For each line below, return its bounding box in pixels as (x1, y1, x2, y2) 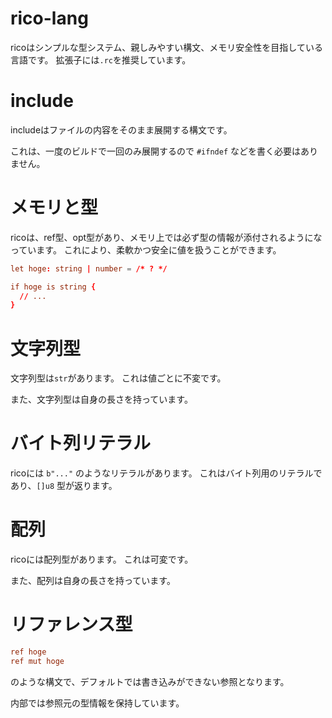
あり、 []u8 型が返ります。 (10, 480, 118, 492)
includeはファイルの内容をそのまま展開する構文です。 (10, 123, 233, 136)
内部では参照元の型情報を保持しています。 (10, 697, 185, 709)
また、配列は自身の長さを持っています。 (10, 575, 176, 587)
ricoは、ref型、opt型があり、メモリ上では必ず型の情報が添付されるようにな (10, 231, 323, 243)
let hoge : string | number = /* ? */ (10, 263, 168, 274)
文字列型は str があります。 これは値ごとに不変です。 (10, 372, 227, 384)
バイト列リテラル (10, 432, 152, 455)
